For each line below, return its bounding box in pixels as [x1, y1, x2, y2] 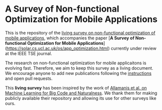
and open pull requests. [5, 75, 53, 81]
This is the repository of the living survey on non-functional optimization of [5, 30, 156, 36]
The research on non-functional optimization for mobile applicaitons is [5, 60, 146, 66]
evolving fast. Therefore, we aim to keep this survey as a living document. [5, 65, 154, 71]
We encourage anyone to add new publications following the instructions [5, 70, 152, 76]
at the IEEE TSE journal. [5, 50, 52, 56]
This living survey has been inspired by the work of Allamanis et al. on [5, 85, 147, 91]
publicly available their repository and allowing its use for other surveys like [5, 95, 157, 101]
